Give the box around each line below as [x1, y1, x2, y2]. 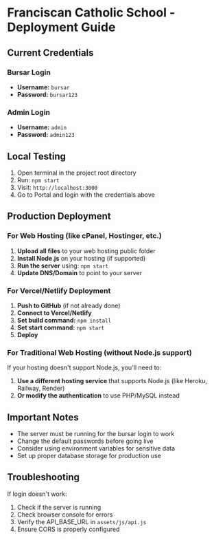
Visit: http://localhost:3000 [16, 183, 98, 191]
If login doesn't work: [7, 490, 67, 498]
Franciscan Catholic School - [7, 5, 176, 21]
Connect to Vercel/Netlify [16, 308, 92, 317]
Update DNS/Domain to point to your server [16, 268, 143, 277]
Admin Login [7, 107, 50, 117]
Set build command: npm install [16, 316, 112, 324]
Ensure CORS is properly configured [16, 525, 120, 533]
